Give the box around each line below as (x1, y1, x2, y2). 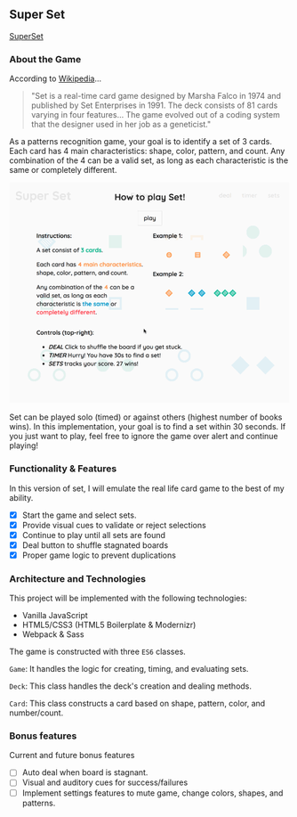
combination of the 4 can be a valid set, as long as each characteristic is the (9, 155, 289, 166)
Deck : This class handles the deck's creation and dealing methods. (9, 681, 252, 691)
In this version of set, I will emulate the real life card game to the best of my (9, 483, 285, 494)
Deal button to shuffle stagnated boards (21, 539, 169, 551)
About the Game (9, 53, 82, 65)
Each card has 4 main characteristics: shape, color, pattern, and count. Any (9, 146, 285, 157)
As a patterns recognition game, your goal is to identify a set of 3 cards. (9, 136, 273, 147)
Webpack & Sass (21, 629, 84, 640)
